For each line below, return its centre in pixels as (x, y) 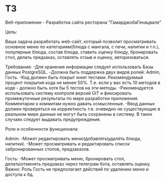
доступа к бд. (20, 174)
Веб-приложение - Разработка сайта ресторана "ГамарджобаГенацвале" (83, 22)
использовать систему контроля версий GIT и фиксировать (69, 93)
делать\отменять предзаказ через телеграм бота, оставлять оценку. (78, 164)
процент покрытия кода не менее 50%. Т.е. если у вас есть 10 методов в (83, 83)
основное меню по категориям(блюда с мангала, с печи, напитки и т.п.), (82, 46)
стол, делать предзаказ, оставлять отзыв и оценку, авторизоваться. (77, 57)
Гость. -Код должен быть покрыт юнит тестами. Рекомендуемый (74, 77)
